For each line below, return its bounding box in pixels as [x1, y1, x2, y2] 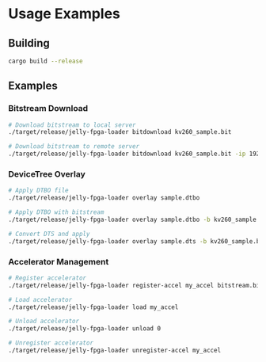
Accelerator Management [8, 256, 109, 267]
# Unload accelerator [8, 318, 80, 326]
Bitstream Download [8, 103, 89, 114]
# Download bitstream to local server [8, 120, 136, 129]
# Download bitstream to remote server [8, 143, 140, 151]
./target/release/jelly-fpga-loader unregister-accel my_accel [8, 346, 222, 355]
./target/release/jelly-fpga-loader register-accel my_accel [8, 281, 215, 289]
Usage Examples [8, 5, 121, 23]
